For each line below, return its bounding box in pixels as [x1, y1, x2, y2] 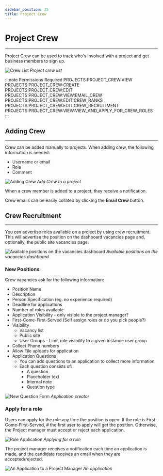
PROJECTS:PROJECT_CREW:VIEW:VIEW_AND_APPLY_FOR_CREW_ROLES [5, 108, 153, 114]
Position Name [12, 286, 42, 292]
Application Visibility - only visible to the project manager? [12, 312, 129, 318]
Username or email [12, 159, 50, 165]
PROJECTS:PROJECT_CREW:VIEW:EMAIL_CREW [5, 93, 103, 98]
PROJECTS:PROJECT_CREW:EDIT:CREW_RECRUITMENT [5, 103, 119, 109]
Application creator [50, 394, 90, 399]
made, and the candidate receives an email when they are [5, 451, 121, 457]
